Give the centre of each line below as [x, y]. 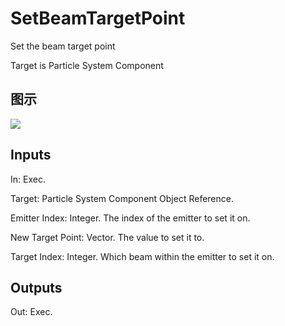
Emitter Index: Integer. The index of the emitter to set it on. [130, 218]
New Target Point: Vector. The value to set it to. [107, 237]
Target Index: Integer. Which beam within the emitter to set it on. [142, 256]
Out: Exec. [31, 312]
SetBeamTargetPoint [98, 18]
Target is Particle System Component [87, 65]
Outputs [36, 287]
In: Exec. [28, 179]
